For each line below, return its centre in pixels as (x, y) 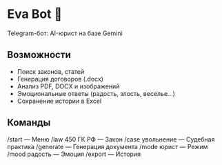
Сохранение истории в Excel (59, 101)
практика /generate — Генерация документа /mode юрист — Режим (108, 146)
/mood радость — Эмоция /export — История (74, 154)
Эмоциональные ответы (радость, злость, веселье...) (96, 93)
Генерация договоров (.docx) (60, 79)
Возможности (39, 55)
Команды (29, 123)
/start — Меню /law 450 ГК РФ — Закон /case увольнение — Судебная (111, 139)
